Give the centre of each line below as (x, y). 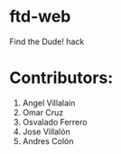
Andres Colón (48, 140)
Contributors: (61, 78)
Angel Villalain (49, 103)
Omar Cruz (43, 112)
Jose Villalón (46, 131)
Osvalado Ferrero (55, 122)
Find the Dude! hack (47, 41)
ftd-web (40, 17)
